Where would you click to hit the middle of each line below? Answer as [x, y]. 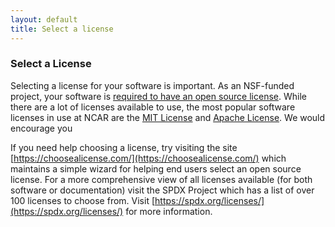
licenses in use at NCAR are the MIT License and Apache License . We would [168, 117]
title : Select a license [62, 29]
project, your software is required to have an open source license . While [158, 96]
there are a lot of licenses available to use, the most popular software [153, 107]
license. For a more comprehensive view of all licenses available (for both [161, 179]
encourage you [41, 128]
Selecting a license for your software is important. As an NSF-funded [152, 85]
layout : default [44, 19]
